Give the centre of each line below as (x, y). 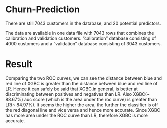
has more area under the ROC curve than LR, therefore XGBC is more (76, 115)
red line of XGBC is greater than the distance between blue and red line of (81, 83)
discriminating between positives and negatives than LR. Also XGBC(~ (78, 94)
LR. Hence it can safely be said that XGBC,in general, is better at (71, 89)
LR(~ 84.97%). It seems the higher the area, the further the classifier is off (82, 105)
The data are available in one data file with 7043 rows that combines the (80, 33)
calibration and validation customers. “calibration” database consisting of (81, 38)
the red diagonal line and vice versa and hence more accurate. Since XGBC (83, 110)
